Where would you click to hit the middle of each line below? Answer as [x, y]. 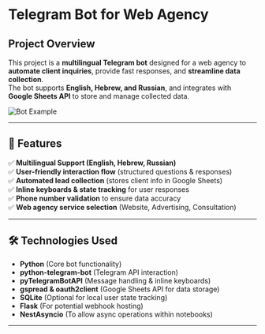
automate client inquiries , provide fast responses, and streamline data [124, 71]
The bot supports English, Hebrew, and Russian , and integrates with [120, 88]
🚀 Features [35, 144]
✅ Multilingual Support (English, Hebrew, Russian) [92, 163]
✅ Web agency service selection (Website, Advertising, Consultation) [122, 207]
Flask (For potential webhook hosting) [81, 306]
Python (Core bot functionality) [71, 264]
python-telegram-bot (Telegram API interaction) [99, 272]
